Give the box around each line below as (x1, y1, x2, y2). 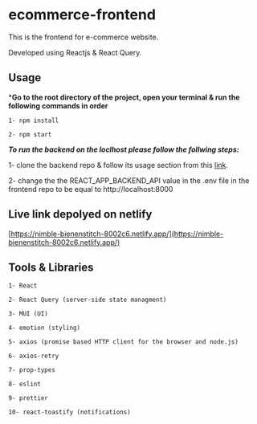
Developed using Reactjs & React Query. (8, 47, 142, 57)
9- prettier (8, 394, 48, 402)
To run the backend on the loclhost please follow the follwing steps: (8, 145, 239, 154)
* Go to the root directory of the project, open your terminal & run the (8, 92, 240, 102)
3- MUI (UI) (8, 310, 48, 318)
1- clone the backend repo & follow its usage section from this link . (8, 160, 229, 169)
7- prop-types (8, 366, 56, 374)
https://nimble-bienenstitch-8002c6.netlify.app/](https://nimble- (10, 229, 224, 238)
